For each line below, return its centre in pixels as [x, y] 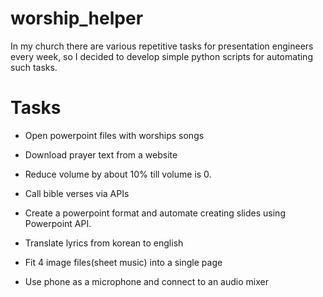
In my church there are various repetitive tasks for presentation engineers [162, 46]
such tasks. [34, 67]
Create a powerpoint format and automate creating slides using [155, 213]
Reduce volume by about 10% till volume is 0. [118, 174]
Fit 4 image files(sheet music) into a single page [123, 262]
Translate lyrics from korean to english [104, 243]
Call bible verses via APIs [77, 193]
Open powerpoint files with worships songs [114, 135]
